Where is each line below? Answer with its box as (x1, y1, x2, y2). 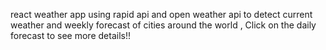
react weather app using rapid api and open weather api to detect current (10, 9, 313, 20)
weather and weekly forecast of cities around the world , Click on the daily (10, 19, 317, 31)
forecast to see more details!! (10, 30, 131, 41)
